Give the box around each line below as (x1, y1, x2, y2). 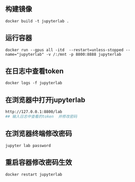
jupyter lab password (5, 143, 51, 148)
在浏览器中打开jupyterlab (5, 95, 85, 104)
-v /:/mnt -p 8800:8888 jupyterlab (46, 52, 122, 57)
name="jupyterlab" (5, 52, 44, 57)
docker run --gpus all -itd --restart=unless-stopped (5, 47, 124, 52)
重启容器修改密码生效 (5, 158, 72, 167)
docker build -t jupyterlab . (5, 18, 70, 24)
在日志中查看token (5, 67, 64, 76)
